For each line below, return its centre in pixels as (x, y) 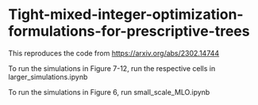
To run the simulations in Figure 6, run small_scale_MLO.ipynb (109, 92)
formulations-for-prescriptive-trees (129, 31)
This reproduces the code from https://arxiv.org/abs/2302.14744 (114, 53)
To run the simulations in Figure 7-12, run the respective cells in (112, 68)
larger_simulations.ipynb (48, 77)
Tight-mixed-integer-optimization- (126, 15)
